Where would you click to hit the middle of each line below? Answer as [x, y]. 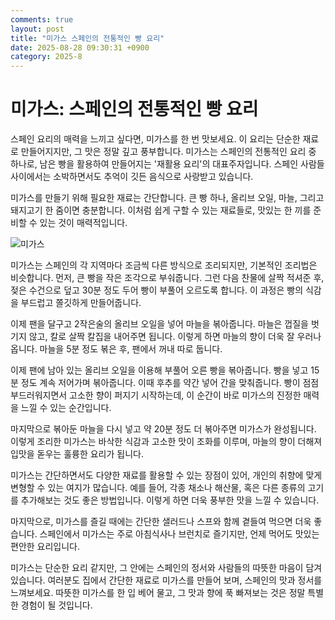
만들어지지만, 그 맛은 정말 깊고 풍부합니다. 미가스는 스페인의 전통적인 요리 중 [168, 152]
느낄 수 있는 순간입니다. [66, 408]
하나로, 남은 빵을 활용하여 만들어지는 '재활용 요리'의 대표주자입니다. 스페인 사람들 [167, 164]
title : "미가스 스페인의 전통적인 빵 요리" [87, 38]
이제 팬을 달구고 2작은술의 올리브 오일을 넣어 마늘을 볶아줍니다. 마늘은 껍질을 [159, 324]
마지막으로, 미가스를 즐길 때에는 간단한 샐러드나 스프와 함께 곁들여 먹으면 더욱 [161, 522]
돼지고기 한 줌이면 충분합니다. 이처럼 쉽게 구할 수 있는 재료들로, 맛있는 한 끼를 [161, 210]
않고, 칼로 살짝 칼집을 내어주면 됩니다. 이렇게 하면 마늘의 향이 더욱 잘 [161, 337]
